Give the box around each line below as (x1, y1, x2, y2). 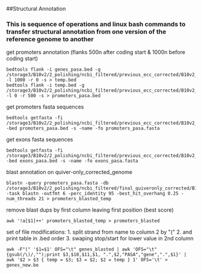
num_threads (6, 196, 36, 202)
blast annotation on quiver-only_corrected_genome (6, 168, 133, 176)
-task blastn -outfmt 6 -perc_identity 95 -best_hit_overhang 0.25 (6, 191, 179, 197)
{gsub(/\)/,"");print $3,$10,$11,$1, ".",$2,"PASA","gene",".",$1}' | (6, 252, 187, 258)
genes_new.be (6, 262, 39, 269)
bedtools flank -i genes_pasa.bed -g (6, 67, 101, 73)
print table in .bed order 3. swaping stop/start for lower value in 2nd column (6, 235, 194, 242)
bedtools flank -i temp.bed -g (6, 82, 85, 89)
